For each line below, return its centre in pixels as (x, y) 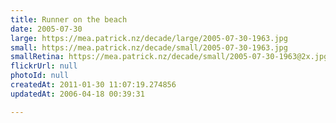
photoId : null (40, 76)
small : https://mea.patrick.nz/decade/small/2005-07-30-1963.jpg (149, 47)
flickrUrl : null (44, 66)
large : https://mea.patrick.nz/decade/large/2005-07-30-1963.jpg (149, 38)
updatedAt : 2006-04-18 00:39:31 (77, 94)
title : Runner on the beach (69, 19)
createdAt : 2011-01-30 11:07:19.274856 (93, 85)
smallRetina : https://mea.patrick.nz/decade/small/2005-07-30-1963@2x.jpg (169, 57)
